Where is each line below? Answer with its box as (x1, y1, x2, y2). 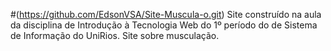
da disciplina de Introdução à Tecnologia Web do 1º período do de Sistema (10, 19, 318, 31)
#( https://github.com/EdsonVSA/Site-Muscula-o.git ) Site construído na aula (10, 9, 322, 20)
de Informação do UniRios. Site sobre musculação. (10, 30, 220, 41)
